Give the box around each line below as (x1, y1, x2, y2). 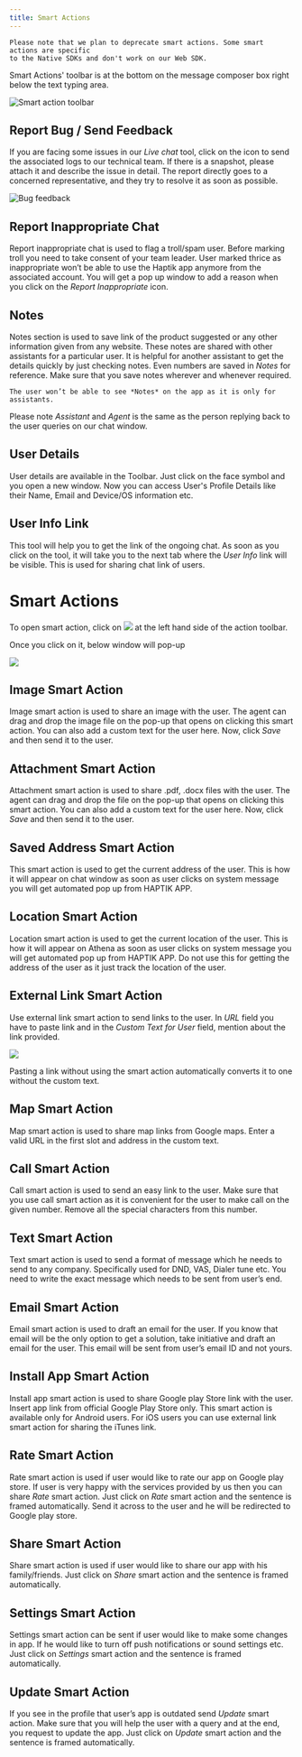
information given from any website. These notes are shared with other (9, 341, 273, 352)
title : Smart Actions (9, 13, 91, 23)
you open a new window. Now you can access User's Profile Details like (9, 480, 277, 491)
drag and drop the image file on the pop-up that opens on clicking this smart (9, 716, 294, 726)
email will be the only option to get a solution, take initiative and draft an (9, 1333, 276, 1344)
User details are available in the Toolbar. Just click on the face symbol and (9, 470, 286, 481)
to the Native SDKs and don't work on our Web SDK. (9, 53, 207, 63)
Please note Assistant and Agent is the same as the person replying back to (9, 412, 290, 422)
